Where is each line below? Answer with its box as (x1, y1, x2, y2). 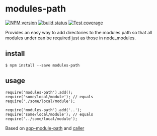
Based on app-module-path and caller (5, 125, 85, 131)
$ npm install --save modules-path (5, 62, 80, 68)
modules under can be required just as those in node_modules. (5, 35, 136, 41)
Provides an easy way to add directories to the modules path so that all (5, 29, 152, 35)
